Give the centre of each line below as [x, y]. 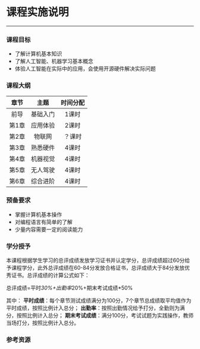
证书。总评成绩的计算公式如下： [50, 275]
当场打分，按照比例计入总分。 [43, 323]
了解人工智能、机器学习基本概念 [54, 61]
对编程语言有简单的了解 [43, 222]
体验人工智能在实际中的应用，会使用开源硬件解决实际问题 [85, 68]
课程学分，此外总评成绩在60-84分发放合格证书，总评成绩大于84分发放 [98, 268]
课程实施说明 [38, 12]
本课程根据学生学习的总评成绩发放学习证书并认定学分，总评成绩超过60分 [96, 260]
